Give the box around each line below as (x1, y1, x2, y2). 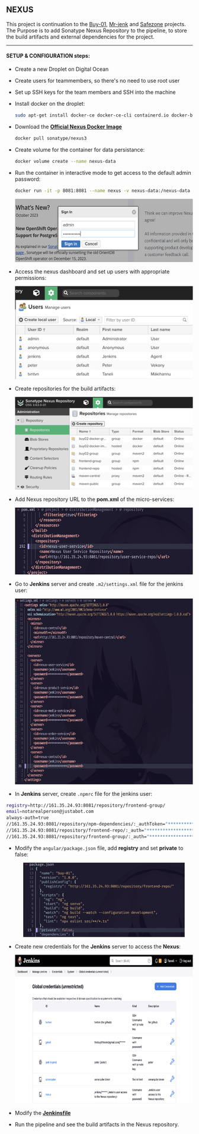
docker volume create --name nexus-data (14, 158, 116, 164)
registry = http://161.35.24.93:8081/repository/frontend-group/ (6, 802, 166, 808)
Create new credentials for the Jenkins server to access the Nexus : (14, 943, 181, 950)
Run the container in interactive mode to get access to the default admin (14, 169, 191, 176)
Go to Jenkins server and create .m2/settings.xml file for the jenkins (14, 580, 184, 587)
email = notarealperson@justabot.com (6, 808, 94, 815)
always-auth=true (6, 815, 49, 821)
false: (14, 850, 28, 858)
